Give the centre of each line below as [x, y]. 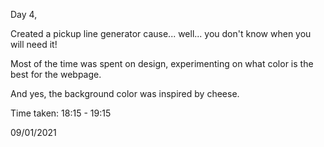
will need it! [34, 44]
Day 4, [24, 14]
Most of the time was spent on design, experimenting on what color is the [162, 63]
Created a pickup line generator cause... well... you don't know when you [161, 33]
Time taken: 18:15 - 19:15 [61, 113]
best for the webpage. [56, 74]
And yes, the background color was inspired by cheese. [125, 93]
